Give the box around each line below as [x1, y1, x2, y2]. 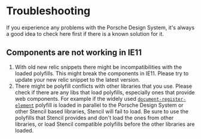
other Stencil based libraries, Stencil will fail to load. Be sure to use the [14, 107, 188, 115]
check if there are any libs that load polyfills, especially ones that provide [14, 88, 195, 96]
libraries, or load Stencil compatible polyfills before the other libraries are [14, 121, 195, 128]
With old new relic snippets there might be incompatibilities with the [14, 63, 182, 70]
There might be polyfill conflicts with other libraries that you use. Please [14, 82, 193, 89]
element [14, 103, 34, 109]
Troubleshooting [6, 4, 91, 18]
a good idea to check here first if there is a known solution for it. [6, 30, 165, 37]
